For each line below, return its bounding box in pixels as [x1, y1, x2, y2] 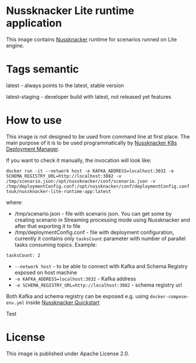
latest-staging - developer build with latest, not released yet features [6, 93, 171, 100]
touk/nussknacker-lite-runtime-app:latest [6, 188, 111, 194]
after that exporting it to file [14, 222, 81, 229]
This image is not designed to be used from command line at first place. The [6, 133, 190, 140]
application [6, 16, 63, 30]
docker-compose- [150, 293, 190, 299]
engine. [6, 42, 25, 49]
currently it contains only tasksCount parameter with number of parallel [14, 235, 186, 242]
